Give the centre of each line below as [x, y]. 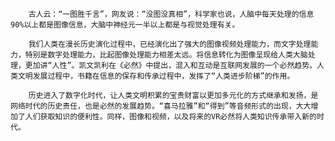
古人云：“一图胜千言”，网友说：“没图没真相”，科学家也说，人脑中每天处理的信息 [171, 14]
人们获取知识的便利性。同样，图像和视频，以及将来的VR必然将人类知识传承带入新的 [170, 117]
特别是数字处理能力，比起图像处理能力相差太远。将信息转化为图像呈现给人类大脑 [166, 55]
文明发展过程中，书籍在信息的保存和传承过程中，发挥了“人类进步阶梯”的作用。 [156, 76]
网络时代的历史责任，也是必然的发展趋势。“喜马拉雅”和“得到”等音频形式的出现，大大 [161, 106]
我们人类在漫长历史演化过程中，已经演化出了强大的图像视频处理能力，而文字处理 [170, 44]
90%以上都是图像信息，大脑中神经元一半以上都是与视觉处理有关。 [125, 25]
